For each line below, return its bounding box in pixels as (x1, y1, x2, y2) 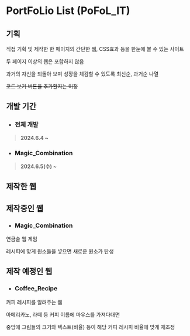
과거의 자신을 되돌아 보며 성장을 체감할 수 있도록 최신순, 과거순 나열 (6, 70, 159, 77)
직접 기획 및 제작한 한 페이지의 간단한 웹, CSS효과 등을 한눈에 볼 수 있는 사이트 (6, 46, 184, 52)
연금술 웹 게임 (6, 235, 38, 242)
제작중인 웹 (6, 203, 44, 213)
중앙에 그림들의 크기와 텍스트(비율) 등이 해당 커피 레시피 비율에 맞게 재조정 (6, 323, 175, 330)
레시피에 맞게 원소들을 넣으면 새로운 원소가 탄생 (6, 248, 114, 255)
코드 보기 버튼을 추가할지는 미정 (6, 83, 78, 90)
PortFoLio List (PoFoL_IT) (6, 4, 130, 18)
